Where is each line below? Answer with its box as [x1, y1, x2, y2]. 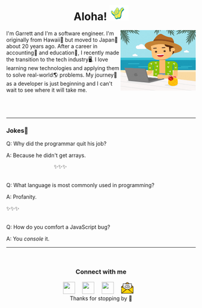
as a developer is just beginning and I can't [6, 80, 113, 87]
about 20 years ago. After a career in [6, 42, 98, 50]
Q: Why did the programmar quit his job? [6, 140, 107, 147]
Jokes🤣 [6, 126, 29, 135]
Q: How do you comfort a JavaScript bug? [6, 223, 111, 231]
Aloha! [73, 10, 108, 24]
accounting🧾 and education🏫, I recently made [6, 49, 120, 56]
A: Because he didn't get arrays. [6, 152, 86, 159]
